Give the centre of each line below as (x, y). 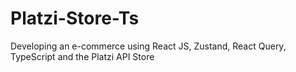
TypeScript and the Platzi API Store (82, 56)
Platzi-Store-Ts (75, 18)
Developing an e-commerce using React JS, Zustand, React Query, (148, 46)
